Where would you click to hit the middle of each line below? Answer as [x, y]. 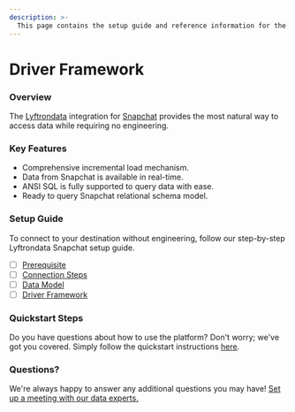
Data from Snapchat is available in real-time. [102, 177]
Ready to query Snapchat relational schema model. [115, 196]
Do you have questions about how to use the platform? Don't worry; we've [144, 338]
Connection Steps [55, 274]
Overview [30, 96]
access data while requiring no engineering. [89, 126]
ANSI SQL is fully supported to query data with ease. [118, 187]
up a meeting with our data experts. [74, 398]
